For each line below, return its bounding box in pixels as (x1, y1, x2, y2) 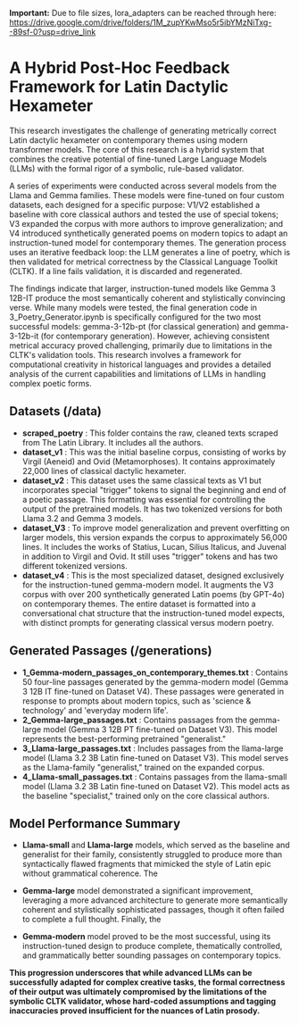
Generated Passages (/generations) (9, 643, 212, 659)
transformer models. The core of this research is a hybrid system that (9, 144, 265, 154)
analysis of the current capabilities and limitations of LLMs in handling (9, 368, 266, 379)
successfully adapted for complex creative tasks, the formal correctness (9, 977, 286, 987)
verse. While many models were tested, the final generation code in (9, 302, 257, 312)
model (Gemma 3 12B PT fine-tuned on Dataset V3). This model (43, 723, 278, 735)
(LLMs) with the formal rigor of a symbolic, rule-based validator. (9, 162, 245, 173)
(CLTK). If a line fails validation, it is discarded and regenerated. (9, 265, 243, 276)
